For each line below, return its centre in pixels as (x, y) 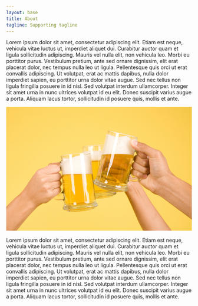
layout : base (22, 12)
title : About (22, 19)
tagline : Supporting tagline (42, 25)
